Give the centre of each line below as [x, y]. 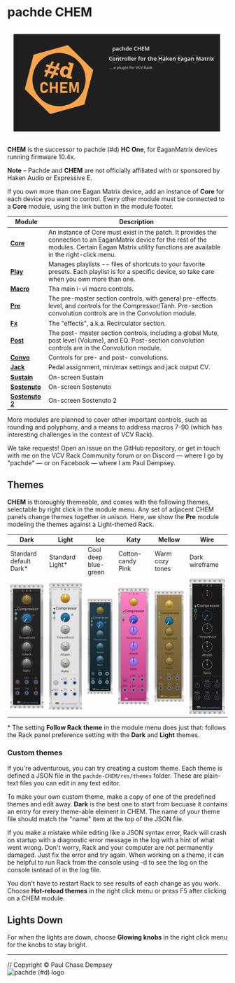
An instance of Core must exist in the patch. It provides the [132, 232]
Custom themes [35, 752]
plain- [212, 776]
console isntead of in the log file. [54, 869]
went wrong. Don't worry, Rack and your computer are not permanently [110, 847]
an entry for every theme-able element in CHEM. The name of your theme [114, 811]
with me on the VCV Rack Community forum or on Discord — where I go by [115, 455]
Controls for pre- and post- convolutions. [108, 357]
